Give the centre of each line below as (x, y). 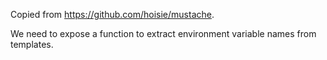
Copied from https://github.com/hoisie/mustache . (112, 14)
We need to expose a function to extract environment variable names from (163, 33)
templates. (32, 44)
